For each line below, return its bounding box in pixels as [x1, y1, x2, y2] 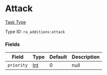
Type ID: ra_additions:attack [5, 28, 65, 34]
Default [49, 53, 67, 60]
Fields [5, 41, 20, 48]
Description [72, 53, 100, 60]
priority [7, 62, 28, 68]
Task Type [5, 19, 26, 25]
